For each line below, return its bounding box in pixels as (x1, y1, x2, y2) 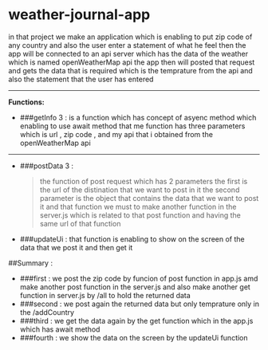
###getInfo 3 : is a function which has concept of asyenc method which (19, 112, 257, 122)
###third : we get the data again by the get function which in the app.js (19, 316, 254, 325)
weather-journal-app (8, 6, 151, 24)
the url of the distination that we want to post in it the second (39, 185, 240, 195)
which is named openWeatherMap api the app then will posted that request (8, 57, 255, 67)
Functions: (8, 97, 45, 107)
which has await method (19, 324, 100, 334)
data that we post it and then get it (19, 242, 133, 252)
